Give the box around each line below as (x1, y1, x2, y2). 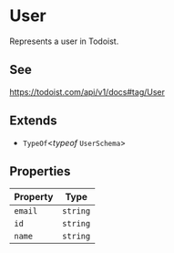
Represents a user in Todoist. (9, 36, 119, 47)
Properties (9, 163, 71, 179)
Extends (9, 113, 57, 129)
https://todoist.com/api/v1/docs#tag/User (9, 86, 166, 97)
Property (14, 191, 54, 204)
